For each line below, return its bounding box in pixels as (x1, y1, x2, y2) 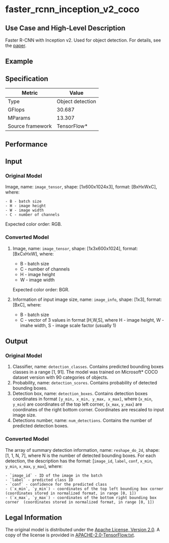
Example (5, 57, 33, 66)
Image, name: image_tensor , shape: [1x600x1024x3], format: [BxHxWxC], (5, 184, 157, 190)
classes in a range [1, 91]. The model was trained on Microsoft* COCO (12, 369, 158, 375)
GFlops (8, 106, 25, 113)
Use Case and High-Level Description (5, 24, 126, 32)
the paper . (5, 43, 27, 49)
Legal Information (5, 513, 62, 522)
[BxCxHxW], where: (12, 251, 54, 257)
